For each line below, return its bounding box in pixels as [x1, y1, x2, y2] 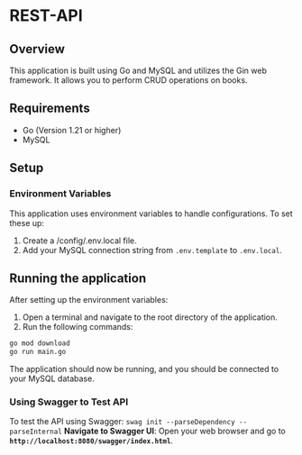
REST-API [9, 5, 83, 26]
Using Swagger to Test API [9, 396, 129, 408]
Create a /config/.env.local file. [22, 235, 137, 246]
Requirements [9, 101, 90, 116]
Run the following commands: [22, 322, 133, 332]
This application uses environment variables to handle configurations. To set [9, 208, 293, 219]
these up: [9, 217, 45, 228]
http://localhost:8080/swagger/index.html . [9, 435, 174, 446]
